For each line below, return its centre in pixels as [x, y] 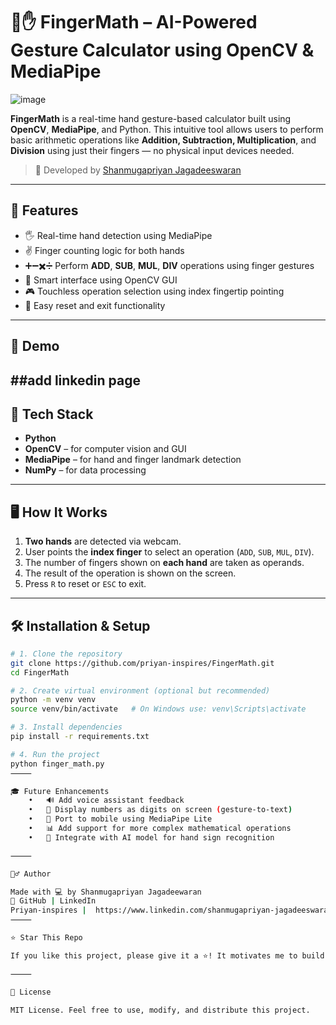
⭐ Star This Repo [46, 938]
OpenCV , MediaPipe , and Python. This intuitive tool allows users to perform [167, 129]
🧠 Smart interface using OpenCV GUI [101, 280]
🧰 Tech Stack [52, 414]
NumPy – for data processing [85, 470]
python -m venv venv [53, 700]
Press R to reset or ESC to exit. [85, 584]
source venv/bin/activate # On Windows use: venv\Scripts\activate [158, 709]
